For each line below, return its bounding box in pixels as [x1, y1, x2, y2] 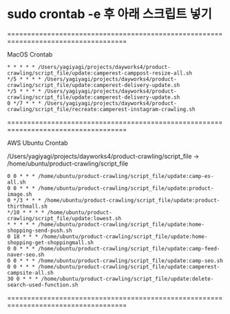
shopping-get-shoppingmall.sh [7, 239, 94, 246]
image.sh [7, 190, 32, 197]
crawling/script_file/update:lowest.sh [7, 215, 122, 222]
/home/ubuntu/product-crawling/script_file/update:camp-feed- [37, 245, 220, 252]
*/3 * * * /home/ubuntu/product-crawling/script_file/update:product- [13, 197, 220, 204]
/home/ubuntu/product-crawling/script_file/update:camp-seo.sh [37, 257, 224, 264]
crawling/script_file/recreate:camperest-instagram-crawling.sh [7, 106, 196, 112]
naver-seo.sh [7, 251, 45, 258]
